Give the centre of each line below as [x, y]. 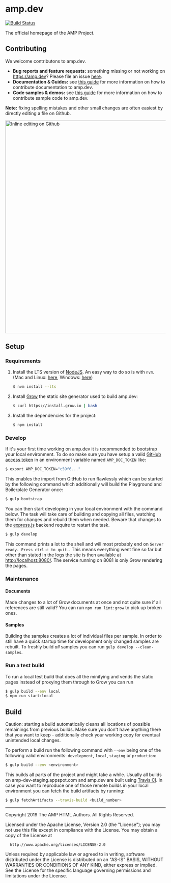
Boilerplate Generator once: [34, 490]
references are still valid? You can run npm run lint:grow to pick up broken [83, 608]
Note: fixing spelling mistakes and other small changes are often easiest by [84, 108]
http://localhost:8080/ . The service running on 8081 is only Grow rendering [84, 560]
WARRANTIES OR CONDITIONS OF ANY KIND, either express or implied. [81, 865]
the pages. [17, 565]
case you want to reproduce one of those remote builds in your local [77, 786]
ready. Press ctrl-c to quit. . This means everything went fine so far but [83, 549]
